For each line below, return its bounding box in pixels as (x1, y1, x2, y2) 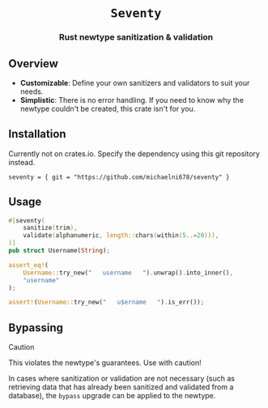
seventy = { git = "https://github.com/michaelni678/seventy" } (8, 172, 230, 181)
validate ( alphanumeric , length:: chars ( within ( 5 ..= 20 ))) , (23, 232, 219, 240)
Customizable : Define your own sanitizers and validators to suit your (19, 78, 250, 87)
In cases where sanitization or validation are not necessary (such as (8, 374, 235, 384)
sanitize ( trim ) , (23, 224, 79, 232)
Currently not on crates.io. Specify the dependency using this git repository (8, 148, 261, 159)
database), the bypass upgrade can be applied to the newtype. (8, 391, 216, 401)
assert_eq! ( (8, 261, 49, 269)
